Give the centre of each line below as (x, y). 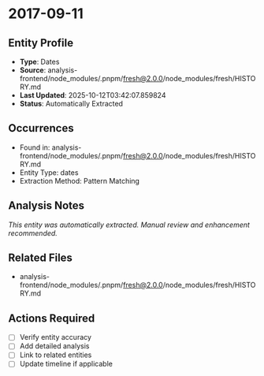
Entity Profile (41, 43)
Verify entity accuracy (56, 337)
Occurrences (41, 128)
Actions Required (52, 318)
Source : (33, 70)
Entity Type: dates (49, 172)
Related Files (41, 258)
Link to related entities (56, 355)
